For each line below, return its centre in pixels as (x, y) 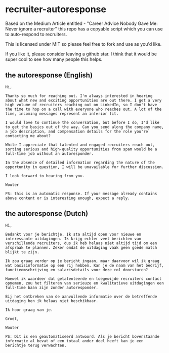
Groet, (12, 318)
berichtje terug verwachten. (36, 345)
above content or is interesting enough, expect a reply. (68, 198)
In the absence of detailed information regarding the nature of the (80, 163)
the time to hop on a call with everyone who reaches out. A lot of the (83, 109)
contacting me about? (28, 136)
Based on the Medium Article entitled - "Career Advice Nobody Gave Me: (81, 23)
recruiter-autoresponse (56, 9)
